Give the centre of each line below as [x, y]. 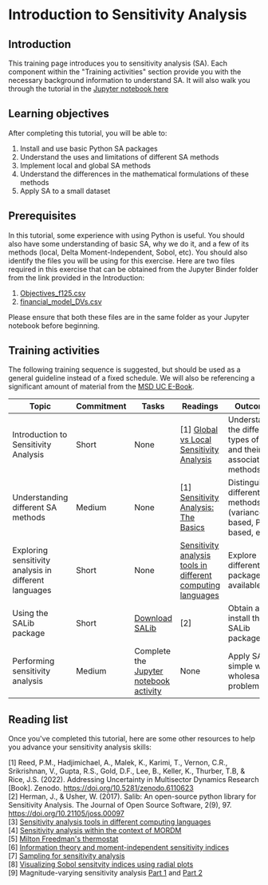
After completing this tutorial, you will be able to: [88, 132]
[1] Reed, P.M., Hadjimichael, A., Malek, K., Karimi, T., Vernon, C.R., [118, 763]
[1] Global [199, 430]
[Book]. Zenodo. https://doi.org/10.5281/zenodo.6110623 [101, 788]
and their [244, 450]
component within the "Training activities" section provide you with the [125, 72]
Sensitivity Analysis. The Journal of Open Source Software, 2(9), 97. [120, 805]
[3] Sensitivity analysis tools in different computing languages [110, 822]
